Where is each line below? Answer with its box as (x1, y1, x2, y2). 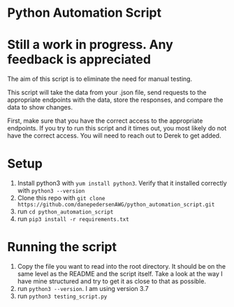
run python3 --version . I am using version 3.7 (17, 285, 149, 292)
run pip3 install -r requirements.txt (17, 215, 129, 223)
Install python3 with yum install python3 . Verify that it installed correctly (17, 179, 227, 188)
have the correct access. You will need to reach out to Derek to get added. (7, 131, 221, 140)
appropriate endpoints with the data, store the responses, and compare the (7, 96, 224, 104)
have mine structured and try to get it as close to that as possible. (17, 277, 206, 285)
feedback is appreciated (7, 52, 152, 68)
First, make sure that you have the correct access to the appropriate (7, 117, 203, 125)
